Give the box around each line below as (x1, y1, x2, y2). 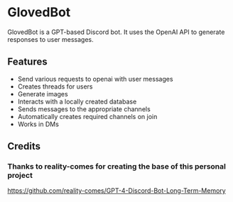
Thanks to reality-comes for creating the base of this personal (7, 162, 226, 172)
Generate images (17, 89, 69, 98)
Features (7, 56, 48, 68)
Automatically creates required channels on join (17, 112, 158, 120)
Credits (7, 140, 41, 152)
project (7, 171, 33, 181)
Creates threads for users (17, 82, 93, 91)
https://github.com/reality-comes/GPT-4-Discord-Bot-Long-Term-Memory (7, 186, 226, 195)
